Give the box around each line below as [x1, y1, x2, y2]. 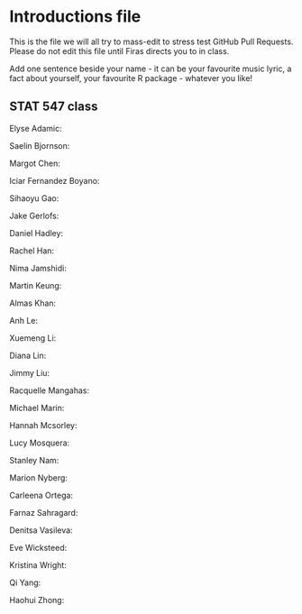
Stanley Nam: [9, 454, 59, 465]
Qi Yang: [9, 577, 41, 588]
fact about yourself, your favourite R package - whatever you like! [9, 72, 253, 83]
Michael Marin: [9, 402, 65, 413]
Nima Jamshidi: [9, 262, 68, 273]
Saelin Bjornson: [9, 140, 70, 151]
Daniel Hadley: [9, 227, 64, 238]
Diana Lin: [9, 350, 47, 361]
